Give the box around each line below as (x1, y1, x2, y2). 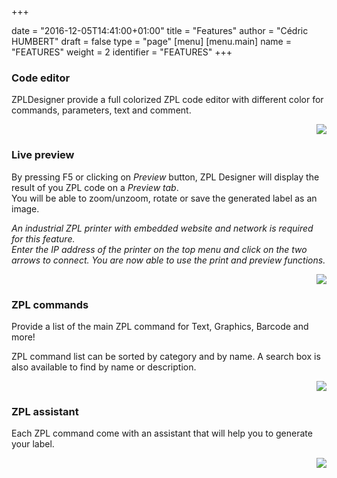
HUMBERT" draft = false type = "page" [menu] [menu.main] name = (11, 36, 292, 47)
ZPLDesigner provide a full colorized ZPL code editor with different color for (11, 94, 324, 106)
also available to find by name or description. (11, 361, 197, 373)
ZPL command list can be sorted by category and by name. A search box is (11, 350, 321, 362)
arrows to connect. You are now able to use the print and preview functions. (11, 254, 326, 266)
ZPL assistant (11, 404, 79, 418)
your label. (11, 438, 55, 450)
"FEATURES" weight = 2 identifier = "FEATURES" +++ (11, 46, 233, 58)
